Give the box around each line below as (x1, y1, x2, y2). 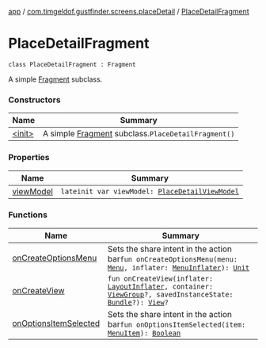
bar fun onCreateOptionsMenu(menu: (107, 253, 238, 264)
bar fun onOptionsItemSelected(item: (107, 319, 246, 330)
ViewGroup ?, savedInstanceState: (107, 289, 234, 299)
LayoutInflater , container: (107, 281, 214, 291)
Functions (8, 209, 47, 220)
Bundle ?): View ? (107, 297, 169, 307)
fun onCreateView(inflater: (107, 273, 214, 283)
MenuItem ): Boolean (107, 328, 181, 338)
